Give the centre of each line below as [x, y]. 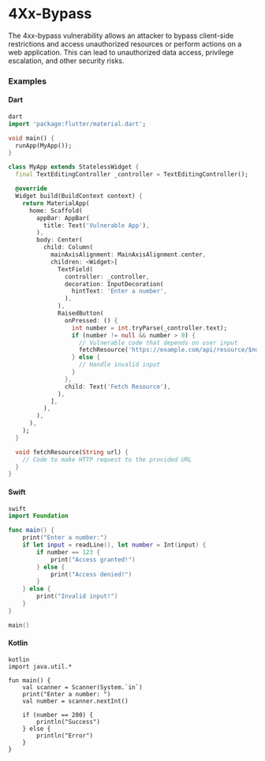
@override [31, 189]
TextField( [75, 269]
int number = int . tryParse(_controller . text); [149, 328]
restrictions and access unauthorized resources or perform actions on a [125, 43]
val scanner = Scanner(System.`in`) [83, 687]
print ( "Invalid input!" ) [77, 596]
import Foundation [38, 516]
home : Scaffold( [56, 211]
